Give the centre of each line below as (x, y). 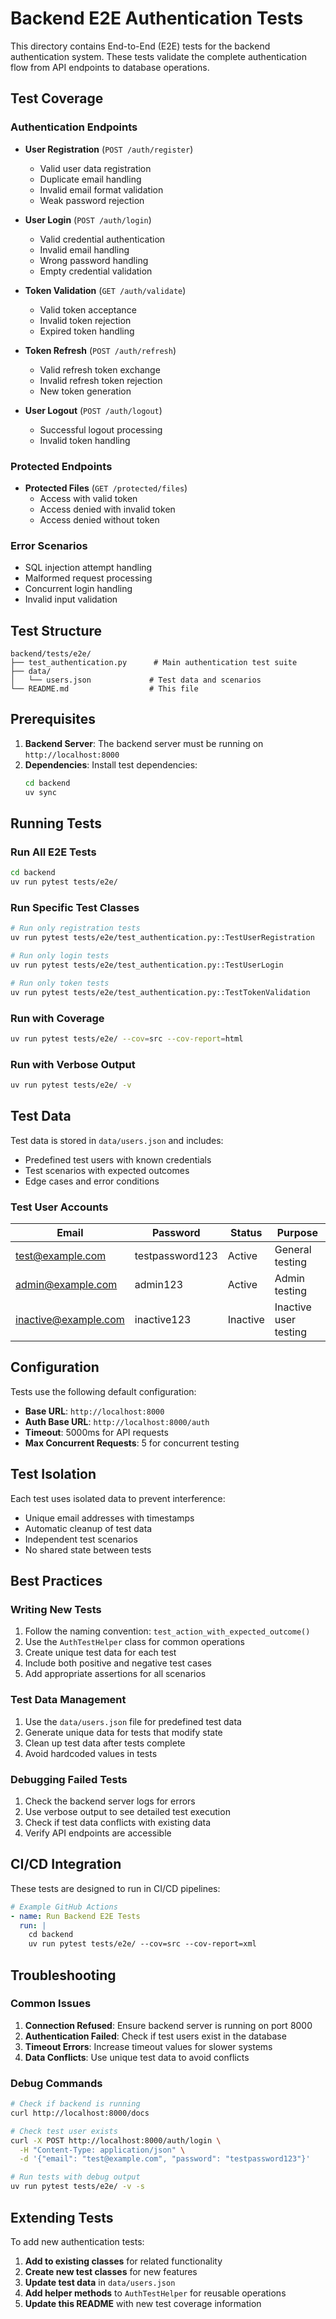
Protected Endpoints (61, 466)
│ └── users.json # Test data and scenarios (136, 680)
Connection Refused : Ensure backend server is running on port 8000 (168, 2025)
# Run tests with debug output (75, 2177)
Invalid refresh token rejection (101, 380)
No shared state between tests (88, 1549)
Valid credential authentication (102, 239)
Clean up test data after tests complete (105, 1743)
